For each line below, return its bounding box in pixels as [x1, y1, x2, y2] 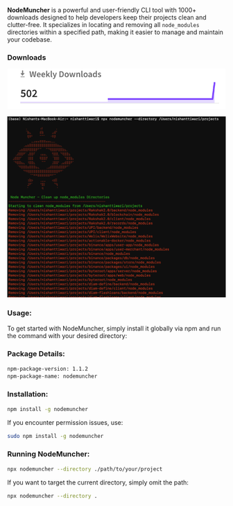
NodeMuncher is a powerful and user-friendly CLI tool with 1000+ [7, 6, 197, 14]
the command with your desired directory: [7, 331, 128, 339]
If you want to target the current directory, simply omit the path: [7, 478, 189, 487]
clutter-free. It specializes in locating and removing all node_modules [7, 21, 200, 28]
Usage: [7, 308, 33, 318]
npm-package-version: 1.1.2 [7, 366, 89, 373]
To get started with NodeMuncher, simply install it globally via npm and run [7, 324, 221, 332]
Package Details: [7, 348, 66, 358]
